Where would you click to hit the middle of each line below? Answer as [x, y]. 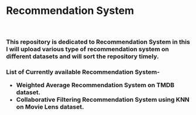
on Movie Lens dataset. [50, 107]
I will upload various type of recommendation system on [88, 49]
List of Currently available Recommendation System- [83, 72]
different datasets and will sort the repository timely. [82, 56]
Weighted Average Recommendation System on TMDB [95, 85]
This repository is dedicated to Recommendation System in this [98, 42]
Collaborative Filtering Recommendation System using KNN [103, 100]
